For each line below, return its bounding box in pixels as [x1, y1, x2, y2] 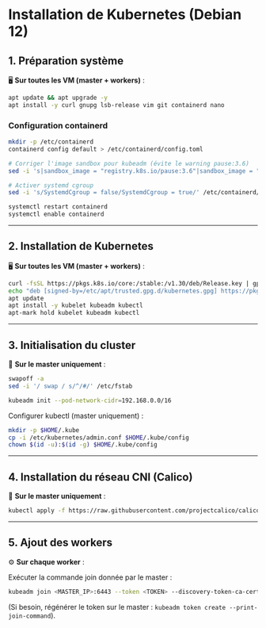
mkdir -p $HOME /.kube [8, 426, 80, 434]
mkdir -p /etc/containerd [8, 138, 93, 146]
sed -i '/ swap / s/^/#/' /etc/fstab [8, 382, 133, 390]
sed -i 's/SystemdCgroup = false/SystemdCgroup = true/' [8, 189, 200, 197]
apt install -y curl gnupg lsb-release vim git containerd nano [8, 101, 225, 109]
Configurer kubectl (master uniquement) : [8, 411, 144, 420]
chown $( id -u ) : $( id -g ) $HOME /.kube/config [8, 441, 158, 449]
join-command [8, 612, 51, 620]
